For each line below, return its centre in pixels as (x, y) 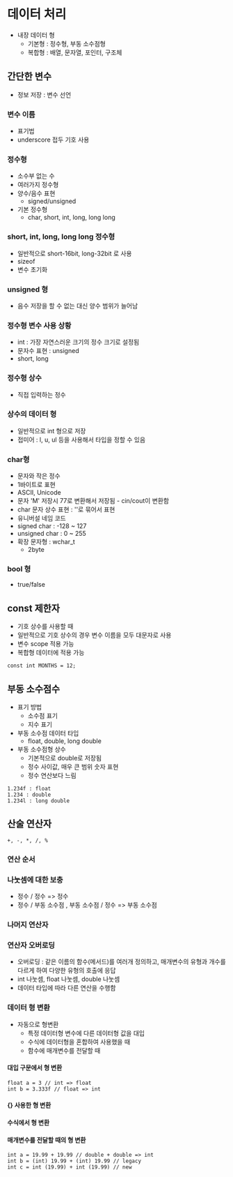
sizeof (26, 261)
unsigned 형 (28, 289)
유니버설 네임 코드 (41, 518)
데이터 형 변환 (29, 1007)
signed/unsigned (52, 201)
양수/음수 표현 (36, 193)
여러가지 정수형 (38, 185)
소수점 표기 (42, 716)
